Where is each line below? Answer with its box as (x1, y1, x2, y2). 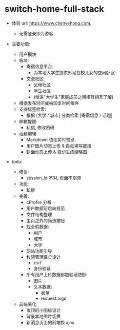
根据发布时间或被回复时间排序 (19, 100, 79, 106)
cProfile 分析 (26, 199, 52, 205)
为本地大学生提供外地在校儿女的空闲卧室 (33, 69, 115, 75)
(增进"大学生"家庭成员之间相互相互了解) (33, 94, 114, 100)
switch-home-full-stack (4, 3, 104, 15)
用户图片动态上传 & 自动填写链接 (26, 143, 92, 148)
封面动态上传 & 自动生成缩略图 (26, 149, 87, 155)
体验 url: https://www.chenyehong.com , (11, 20, 92, 26)
